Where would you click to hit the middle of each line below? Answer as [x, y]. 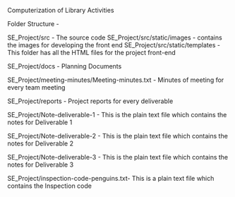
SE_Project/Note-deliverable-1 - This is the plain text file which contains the [117, 115]
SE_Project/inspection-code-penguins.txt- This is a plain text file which [111, 178]
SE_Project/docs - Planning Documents [65, 66]
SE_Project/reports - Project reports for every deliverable [90, 101]
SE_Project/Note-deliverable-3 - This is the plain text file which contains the [118, 157]
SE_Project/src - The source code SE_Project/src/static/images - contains [115, 37]
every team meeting [36, 87]
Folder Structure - [33, 24]
